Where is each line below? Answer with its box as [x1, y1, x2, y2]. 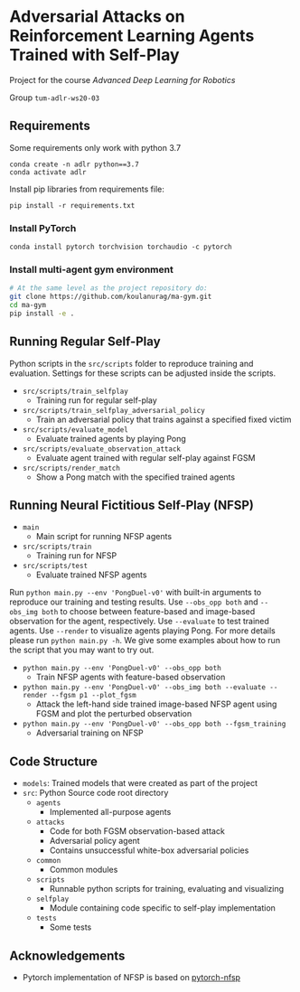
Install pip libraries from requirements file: [9, 183, 164, 194]
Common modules [49, 865, 118, 875]
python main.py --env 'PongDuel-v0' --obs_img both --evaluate [22, 683, 267, 692]
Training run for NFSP [35, 550, 117, 561]
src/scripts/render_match [22, 463, 120, 473]
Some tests [49, 922, 92, 932]
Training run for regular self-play [35, 395, 158, 406]
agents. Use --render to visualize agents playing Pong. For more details [9, 625, 276, 636]
